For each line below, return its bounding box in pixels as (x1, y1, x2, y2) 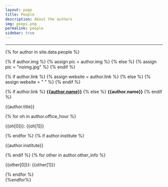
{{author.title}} (5, 103, 35, 109)
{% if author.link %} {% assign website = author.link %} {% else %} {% (5, 73, 151, 79)
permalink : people (5, 26, 43, 31)
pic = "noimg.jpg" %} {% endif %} (5, 64, 76, 70)
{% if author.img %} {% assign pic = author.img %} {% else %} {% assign (5, 58, 156, 64)
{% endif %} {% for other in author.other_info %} (5, 152, 106, 158)
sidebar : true (5, 30, 35, 35)
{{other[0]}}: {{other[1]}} (5, 162, 55, 167)
